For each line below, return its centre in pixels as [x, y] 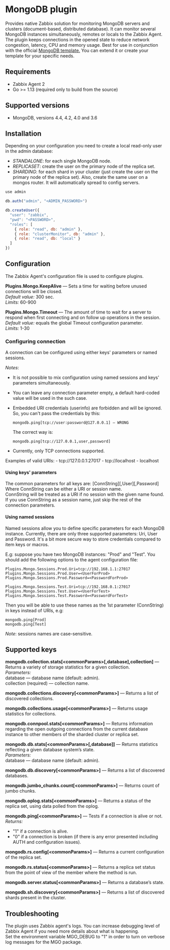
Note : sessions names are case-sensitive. [49, 634]
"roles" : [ [21, 225]
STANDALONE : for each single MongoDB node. [62, 161]
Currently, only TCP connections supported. [59, 451]
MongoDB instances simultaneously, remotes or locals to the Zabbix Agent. [84, 34]
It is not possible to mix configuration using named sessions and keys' [86, 377]
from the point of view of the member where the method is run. [71, 873]
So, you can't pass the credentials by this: [56, 414]
